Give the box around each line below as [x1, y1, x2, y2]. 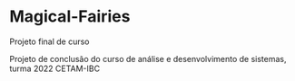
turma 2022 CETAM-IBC [9, 63, 101, 74]
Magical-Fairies [9, 6, 131, 27]
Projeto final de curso [9, 36, 90, 47]
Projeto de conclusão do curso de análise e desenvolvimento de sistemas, [9, 53, 288, 64]
